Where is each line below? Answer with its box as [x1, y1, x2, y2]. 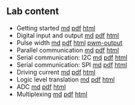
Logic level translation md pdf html [16, 75, 115, 84]
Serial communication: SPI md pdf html [16, 60, 127, 68]
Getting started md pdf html [16, 23, 96, 32]
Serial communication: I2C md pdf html [16, 53, 128, 61]
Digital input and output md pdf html [16, 31, 119, 39]
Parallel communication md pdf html [16, 46, 119, 54]
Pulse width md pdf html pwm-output [16, 38, 123, 47]
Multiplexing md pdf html [16, 90, 87, 98]
